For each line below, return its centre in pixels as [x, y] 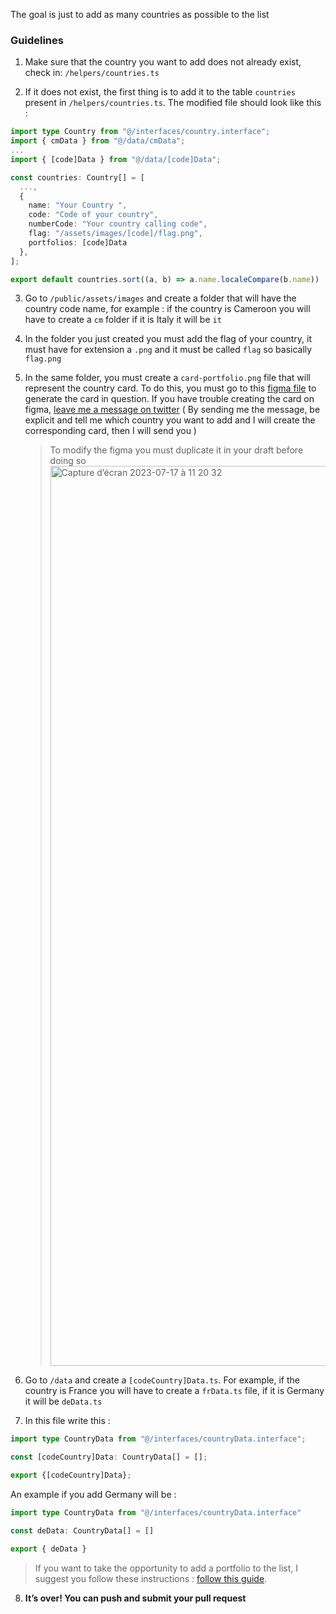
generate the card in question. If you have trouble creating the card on [169, 399]
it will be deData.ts [63, 1401]
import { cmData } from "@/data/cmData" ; [98, 141]
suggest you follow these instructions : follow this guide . [151, 1578]
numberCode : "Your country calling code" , [118, 224]
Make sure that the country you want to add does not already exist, [163, 62]
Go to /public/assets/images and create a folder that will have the [160, 298]
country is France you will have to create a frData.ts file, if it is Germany [174, 1391]
